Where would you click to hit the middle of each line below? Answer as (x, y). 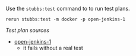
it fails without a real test (53, 48)
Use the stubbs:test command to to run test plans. (68, 9)
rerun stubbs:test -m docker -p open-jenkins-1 (66, 19)
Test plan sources (28, 30)
